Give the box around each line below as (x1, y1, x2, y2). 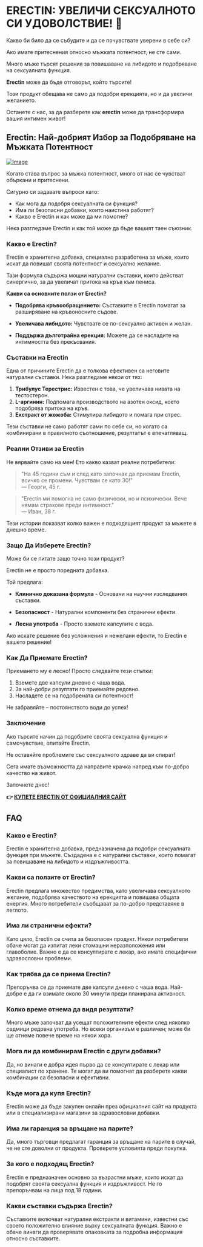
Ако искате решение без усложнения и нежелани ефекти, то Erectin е (6, 632, 187, 639)
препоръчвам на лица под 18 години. (6, 1186, 103, 1194)
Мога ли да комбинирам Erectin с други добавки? (6, 1047, 162, 1056)
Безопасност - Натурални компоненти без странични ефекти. (15, 608, 177, 615)
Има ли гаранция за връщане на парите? (6, 1124, 134, 1133)
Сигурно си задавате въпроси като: (6, 188, 99, 195)
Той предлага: (6, 578, 44, 586)
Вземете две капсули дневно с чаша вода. (15, 679, 126, 686)
